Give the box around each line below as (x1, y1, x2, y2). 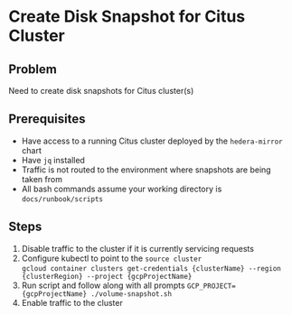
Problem (8, 61, 58, 77)
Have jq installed (21, 154, 85, 165)
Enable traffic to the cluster (21, 297, 123, 308)
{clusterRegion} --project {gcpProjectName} (21, 272, 193, 281)
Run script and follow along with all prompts (21, 280, 186, 291)
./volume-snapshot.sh (90, 289, 173, 299)
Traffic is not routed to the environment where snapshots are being (21, 164, 272, 175)
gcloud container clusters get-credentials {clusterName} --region (21, 264, 281, 273)
